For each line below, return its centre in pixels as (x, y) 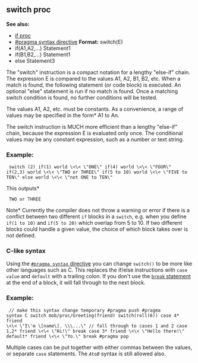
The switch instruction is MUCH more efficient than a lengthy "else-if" (92, 126)
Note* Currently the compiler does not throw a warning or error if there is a (98, 211)
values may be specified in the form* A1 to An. (63, 115)
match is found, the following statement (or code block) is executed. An (94, 85)
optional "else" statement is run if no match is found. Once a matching (92, 91)
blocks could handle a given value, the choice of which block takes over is (97, 229)
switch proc (29, 10)
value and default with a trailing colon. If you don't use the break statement (99, 276)
